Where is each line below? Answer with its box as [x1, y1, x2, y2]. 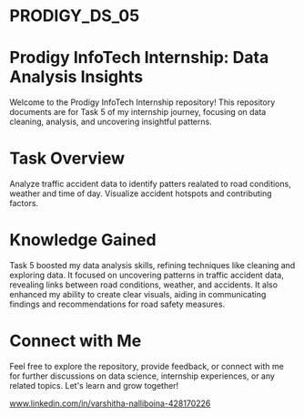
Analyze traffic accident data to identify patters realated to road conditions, [9, 179, 291, 190]
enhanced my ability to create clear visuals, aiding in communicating [9, 289, 267, 299]
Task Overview [9, 148, 126, 169]
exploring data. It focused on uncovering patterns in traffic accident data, [9, 270, 285, 280]
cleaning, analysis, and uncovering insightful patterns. [9, 116, 212, 128]
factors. [9, 198, 39, 209]
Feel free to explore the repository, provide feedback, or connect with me [9, 360, 284, 371]
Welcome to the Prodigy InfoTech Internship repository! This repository [9, 97, 276, 108]
